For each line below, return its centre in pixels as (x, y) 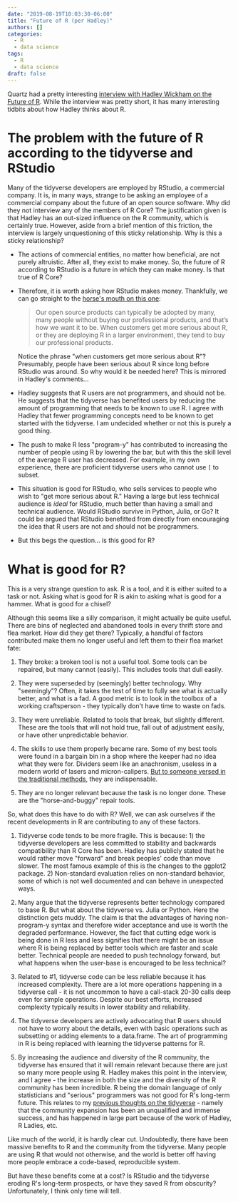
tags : (15, 54)
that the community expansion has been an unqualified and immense (119, 1110)
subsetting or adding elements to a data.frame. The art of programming (123, 1036)
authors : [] (25, 27)
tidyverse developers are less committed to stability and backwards (117, 843)
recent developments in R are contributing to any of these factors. (104, 822)
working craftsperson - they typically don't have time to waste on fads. (122, 706)
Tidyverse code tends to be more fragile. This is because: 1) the (111, 836)
